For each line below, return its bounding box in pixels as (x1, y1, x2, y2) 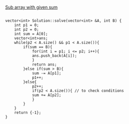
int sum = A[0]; (14, 31, 48, 36)
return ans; (31, 62, 57, 67)
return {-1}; (14, 110, 41, 115)
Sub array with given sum (5, 4, 58, 10)
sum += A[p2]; (31, 92, 61, 97)
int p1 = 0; (14, 22, 39, 27)
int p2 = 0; (14, 27, 39, 32)
